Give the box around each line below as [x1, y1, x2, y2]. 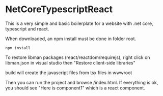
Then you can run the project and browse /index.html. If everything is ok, [5, 79, 158, 85]
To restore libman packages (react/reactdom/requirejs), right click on [5, 54, 150, 60]
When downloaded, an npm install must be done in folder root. [5, 36, 137, 42]
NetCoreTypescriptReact [5, 4, 113, 15]
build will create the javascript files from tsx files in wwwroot [5, 70, 132, 76]
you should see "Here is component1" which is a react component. [5, 85, 145, 91]
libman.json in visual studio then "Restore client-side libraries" [5, 59, 136, 66]
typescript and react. [5, 25, 49, 31]
